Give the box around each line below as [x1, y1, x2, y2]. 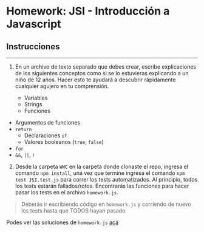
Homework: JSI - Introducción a [6, 4, 170, 18]
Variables [24, 94, 48, 101]
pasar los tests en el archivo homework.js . [15, 189, 118, 196]
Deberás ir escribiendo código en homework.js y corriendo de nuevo [21, 200, 191, 208]
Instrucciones [6, 41, 60, 52]
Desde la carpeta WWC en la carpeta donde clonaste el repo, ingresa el [15, 163, 189, 170]
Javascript [6, 17, 62, 31]
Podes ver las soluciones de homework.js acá [6, 219, 119, 226]
